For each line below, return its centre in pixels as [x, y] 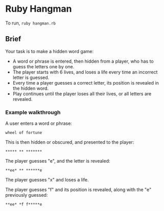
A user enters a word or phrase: [39, 123]
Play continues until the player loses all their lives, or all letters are [82, 94]
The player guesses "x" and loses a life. [47, 180]
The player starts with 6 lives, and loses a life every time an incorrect [85, 72]
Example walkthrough [33, 112]
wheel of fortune [24, 133]
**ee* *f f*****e [24, 204]
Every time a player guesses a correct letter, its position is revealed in [86, 83]
